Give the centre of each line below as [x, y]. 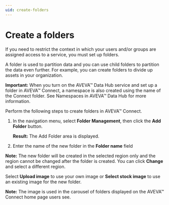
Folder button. [28, 126]
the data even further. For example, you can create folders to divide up [79, 70]
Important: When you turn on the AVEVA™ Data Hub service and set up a [81, 85]
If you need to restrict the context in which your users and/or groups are [81, 49]
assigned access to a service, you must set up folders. [62, 54]
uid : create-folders [27, 10]
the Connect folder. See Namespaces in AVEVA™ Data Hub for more [76, 96]
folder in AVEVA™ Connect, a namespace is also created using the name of [83, 90]
